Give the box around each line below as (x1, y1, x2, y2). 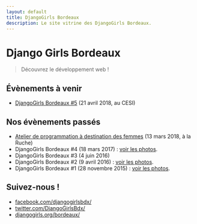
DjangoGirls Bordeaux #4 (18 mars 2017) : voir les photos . (14, 145, 158, 152)
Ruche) (14, 139, 33, 146)
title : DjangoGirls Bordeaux (6, 14, 79, 20)
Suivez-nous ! (6, 182, 60, 193)
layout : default (6, 8, 47, 15)
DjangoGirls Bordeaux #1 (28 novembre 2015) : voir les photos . (14, 164, 170, 172)
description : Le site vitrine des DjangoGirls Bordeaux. (6, 20, 152, 26)
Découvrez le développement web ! (20, 66, 109, 73)
